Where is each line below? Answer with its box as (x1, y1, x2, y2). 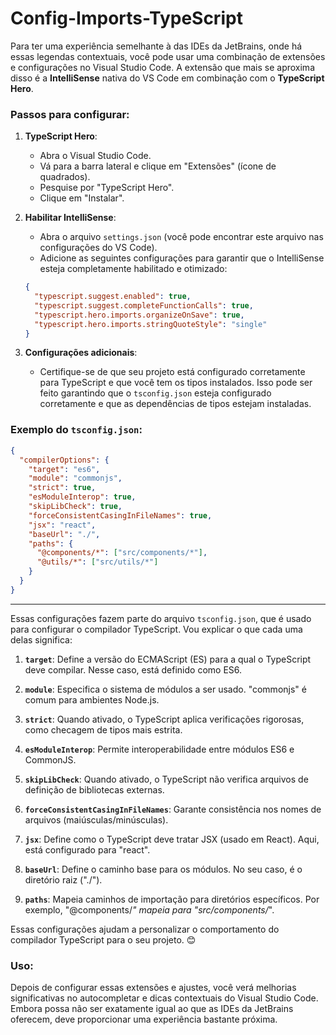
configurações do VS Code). (39, 242, 158, 254)
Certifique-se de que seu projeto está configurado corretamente (39, 366, 306, 378)
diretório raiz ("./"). (24, 873, 103, 886)
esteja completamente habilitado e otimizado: (39, 263, 228, 275)
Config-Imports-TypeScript (10, 7, 243, 30)
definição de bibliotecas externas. (24, 783, 165, 796)
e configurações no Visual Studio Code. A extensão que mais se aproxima (10, 61, 315, 73)
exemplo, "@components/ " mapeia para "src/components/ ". (24, 903, 275, 916)
